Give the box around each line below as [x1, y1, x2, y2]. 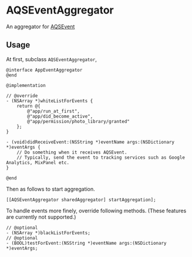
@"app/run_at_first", [27, 108, 80, 114]
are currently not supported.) [6, 213, 76, 221]
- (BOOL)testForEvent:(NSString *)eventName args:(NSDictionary [6, 240, 167, 246]
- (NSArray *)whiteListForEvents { [6, 98, 93, 104]
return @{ [16, 103, 41, 109]
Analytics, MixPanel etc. [6, 159, 69, 165]
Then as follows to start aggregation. [6, 185, 95, 192]
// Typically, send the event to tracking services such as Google [16, 154, 185, 161]
